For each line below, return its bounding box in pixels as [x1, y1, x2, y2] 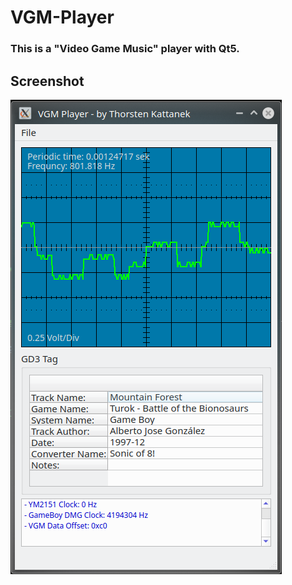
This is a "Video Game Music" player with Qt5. [10, 42, 240, 56]
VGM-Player [10, 6, 115, 29]
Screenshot [10, 72, 85, 90]
